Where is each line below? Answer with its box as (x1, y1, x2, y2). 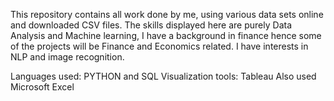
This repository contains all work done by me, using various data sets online (10, 9, 324, 20)
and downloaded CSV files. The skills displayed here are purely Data (10, 19, 292, 31)
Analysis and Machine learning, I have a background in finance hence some (10, 30, 322, 41)
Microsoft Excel (10, 81, 75, 93)
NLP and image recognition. (10, 51, 125, 63)
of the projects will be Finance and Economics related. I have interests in (10, 40, 309, 52)
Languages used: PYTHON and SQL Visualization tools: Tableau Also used (10, 70, 317, 82)
